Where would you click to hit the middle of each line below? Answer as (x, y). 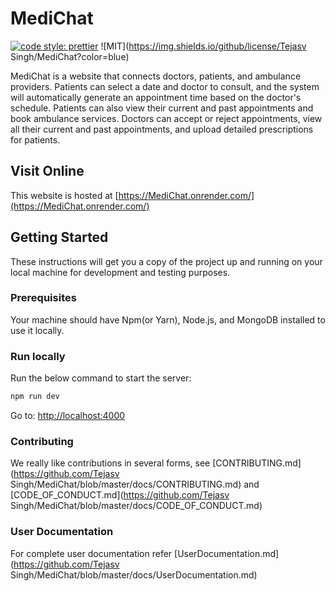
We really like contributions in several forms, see (110, 463)
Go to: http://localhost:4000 (68, 416)
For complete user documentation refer (91, 553)
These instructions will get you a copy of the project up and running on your (166, 261)
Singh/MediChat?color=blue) (70, 56)
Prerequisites (43, 298)
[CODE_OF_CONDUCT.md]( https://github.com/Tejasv (120, 495)
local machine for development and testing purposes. (120, 272)
